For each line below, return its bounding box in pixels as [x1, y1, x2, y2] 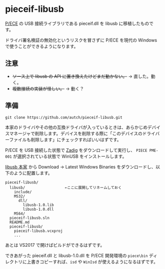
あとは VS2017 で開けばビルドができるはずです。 [5, 242, 105, 248]
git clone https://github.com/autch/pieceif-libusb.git [5, 115, 123, 120]
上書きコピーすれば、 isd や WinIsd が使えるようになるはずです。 [26, 259, 158, 265]
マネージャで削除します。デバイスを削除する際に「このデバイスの [9, 130, 143, 136]
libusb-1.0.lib [23, 202, 54, 207]
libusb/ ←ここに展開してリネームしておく [9, 185, 122, 190]
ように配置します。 [13, 170, 53, 176]
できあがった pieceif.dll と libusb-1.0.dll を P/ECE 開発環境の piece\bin [5, 252, 148, 258]
